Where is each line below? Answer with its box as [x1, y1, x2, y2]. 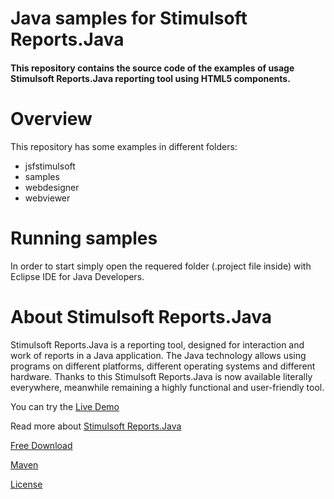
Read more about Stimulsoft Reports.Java [10, 420, 182, 432]
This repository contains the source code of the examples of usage [10, 62, 295, 74]
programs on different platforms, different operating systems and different [10, 360, 316, 372]
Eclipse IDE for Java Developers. [10, 270, 145, 282]
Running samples [10, 227, 158, 249]
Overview [10, 107, 93, 130]
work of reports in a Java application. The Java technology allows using [10, 349, 307, 361]
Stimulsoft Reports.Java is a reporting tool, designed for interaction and [10, 338, 305, 351]
